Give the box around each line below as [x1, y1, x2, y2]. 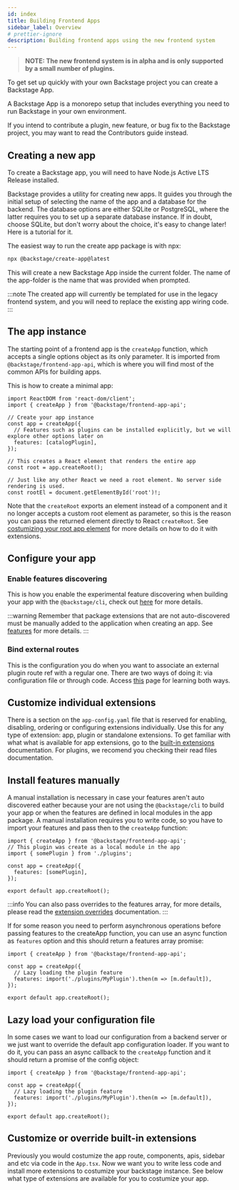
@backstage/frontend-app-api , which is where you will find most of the [7, 360, 214, 368]
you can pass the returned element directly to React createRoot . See [7, 516, 209, 525]
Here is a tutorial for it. [7, 227, 73, 236]
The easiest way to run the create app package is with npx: [7, 241, 181, 250]
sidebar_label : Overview [7, 24, 81, 31]
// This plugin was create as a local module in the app [7, 844, 180, 851]
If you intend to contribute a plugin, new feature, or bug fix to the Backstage [7, 121, 230, 129]
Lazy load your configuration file [7, 1013, 156, 1026]
